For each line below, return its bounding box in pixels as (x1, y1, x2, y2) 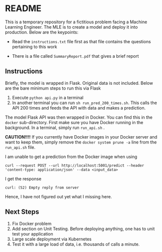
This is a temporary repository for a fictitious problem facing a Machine (5, 19, 147, 25)
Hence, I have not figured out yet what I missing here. (5, 193, 113, 199)
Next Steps (5, 208, 39, 216)
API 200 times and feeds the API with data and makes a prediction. (12, 105, 146, 110)
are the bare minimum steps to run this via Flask (5, 85, 101, 91)
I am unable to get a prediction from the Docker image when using (5, 154, 137, 159)
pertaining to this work (12, 44, 57, 49)
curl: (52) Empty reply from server (5, 185, 79, 190)
